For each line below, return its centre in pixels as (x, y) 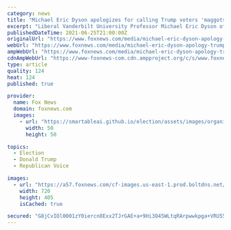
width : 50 (39, 128)
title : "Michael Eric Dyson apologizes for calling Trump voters (102, 20)
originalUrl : (26, 39)
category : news (29, 13)
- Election (29, 153)
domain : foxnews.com (43, 109)
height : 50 (41, 135)
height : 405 (36, 197)
